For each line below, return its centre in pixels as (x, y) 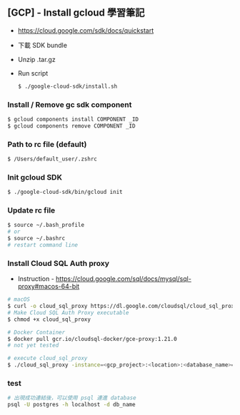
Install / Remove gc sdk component (70, 104)
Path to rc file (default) (47, 144)
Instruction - (36, 279)
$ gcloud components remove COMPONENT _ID (71, 126)
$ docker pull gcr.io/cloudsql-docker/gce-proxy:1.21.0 (92, 339)
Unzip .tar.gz (36, 59)
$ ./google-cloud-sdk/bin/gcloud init (65, 192)
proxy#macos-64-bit (49, 287)
